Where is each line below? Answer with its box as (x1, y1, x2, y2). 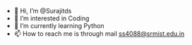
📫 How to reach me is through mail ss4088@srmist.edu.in (13, 30, 185, 38)
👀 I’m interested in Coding (13, 14, 90, 22)
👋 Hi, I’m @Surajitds (13, 7, 72, 15)
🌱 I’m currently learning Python (13, 22, 104, 30)
